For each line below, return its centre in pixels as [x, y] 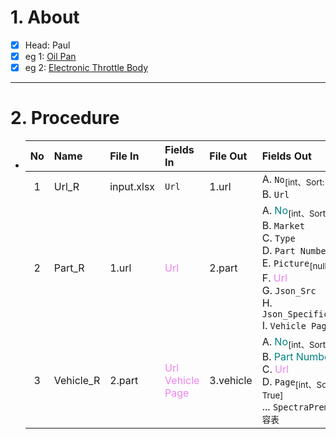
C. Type [278, 238]
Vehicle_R [77, 380]
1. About [45, 17]
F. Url [274, 278]
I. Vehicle [284, 325]
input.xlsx [132, 187]
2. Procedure [65, 118]
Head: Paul [47, 45]
